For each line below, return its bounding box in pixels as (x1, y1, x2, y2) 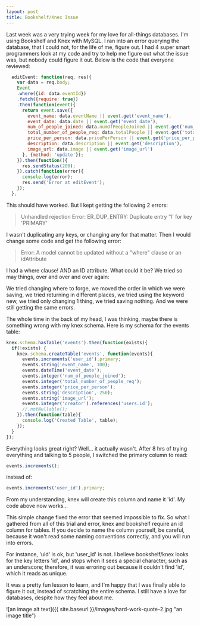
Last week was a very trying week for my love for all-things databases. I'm (6, 30, 189, 38)
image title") (6, 612, 36, 619)
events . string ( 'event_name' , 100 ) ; (21, 362, 111, 368)
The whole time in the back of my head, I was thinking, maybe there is (6, 315, 178, 323)
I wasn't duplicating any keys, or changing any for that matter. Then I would (6, 231, 191, 238)
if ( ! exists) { (11, 345, 46, 351)
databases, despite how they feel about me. (6, 594, 114, 601)
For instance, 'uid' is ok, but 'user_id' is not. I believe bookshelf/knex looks (6, 551, 189, 558)
